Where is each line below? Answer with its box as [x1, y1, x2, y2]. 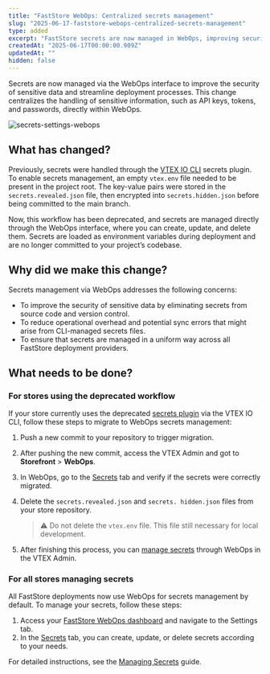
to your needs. [19, 641, 68, 651]
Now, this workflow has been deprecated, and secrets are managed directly [8, 214, 260, 224]
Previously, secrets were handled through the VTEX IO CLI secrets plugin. [8, 164, 252, 174]
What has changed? [8, 143, 111, 157]
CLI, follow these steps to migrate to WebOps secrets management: [8, 417, 232, 427]
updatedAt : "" [8, 49, 56, 57]
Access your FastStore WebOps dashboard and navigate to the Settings [19, 616, 259, 626]
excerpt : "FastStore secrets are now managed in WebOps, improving [8, 34, 239, 43]
